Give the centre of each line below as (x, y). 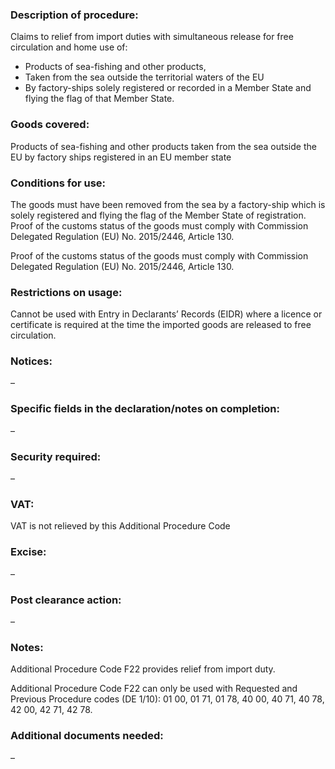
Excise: (28, 552)
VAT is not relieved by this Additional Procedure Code (120, 526)
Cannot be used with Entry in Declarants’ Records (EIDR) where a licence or (166, 314)
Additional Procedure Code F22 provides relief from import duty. (143, 669)
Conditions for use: (58, 183)
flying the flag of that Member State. (99, 99)
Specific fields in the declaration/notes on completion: (145, 409)
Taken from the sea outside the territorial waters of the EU (144, 77)
